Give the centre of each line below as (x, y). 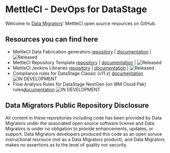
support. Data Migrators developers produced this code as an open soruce (84, 134)
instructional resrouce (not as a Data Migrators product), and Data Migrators (85, 139)
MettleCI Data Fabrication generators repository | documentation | (82, 51)
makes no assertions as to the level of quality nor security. (66, 145)
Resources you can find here (52, 39)
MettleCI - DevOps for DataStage (76, 9)
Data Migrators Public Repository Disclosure (77, 105)
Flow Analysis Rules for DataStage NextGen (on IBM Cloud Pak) (79, 84)
